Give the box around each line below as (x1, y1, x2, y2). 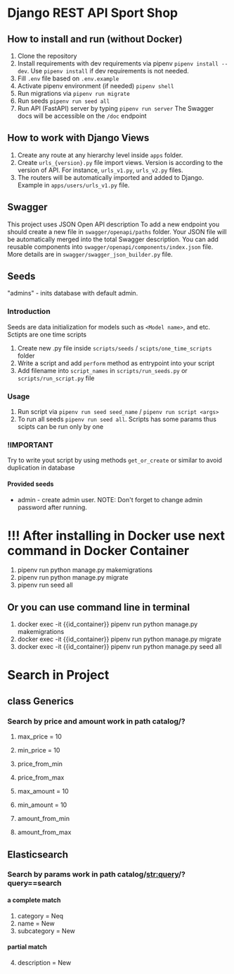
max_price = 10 (17, 732, 62, 741)
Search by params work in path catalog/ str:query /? (7, 870, 186, 879)
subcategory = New (17, 926, 76, 935)
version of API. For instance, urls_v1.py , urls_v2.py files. (17, 166, 184, 174)
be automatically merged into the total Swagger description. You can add (7, 235, 219, 243)
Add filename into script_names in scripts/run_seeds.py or (17, 366, 188, 375)
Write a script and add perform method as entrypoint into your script (17, 358, 215, 367)
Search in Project (7, 667, 110, 683)
